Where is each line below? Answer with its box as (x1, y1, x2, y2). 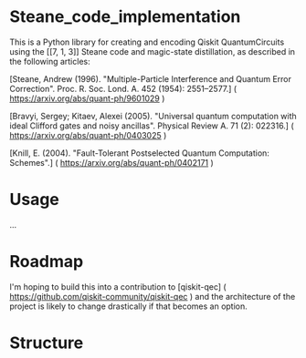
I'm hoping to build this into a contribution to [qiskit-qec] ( (9, 281, 227, 292)
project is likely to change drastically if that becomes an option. (9, 301, 248, 312)
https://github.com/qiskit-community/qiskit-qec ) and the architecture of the (9, 291, 296, 302)
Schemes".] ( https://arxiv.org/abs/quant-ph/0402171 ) (9, 157, 215, 168)
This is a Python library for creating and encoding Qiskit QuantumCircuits (9, 36, 285, 47)
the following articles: (9, 56, 90, 66)
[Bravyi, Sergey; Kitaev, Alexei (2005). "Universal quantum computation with (9, 110, 297, 121)
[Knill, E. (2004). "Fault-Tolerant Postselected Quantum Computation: (9, 148, 269, 159)
